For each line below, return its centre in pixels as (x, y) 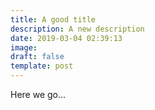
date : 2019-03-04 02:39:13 (66, 38)
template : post (42, 66)
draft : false (37, 57)
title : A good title (53, 19)
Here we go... (38, 94)
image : (24, 47)
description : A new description (77, 29)
